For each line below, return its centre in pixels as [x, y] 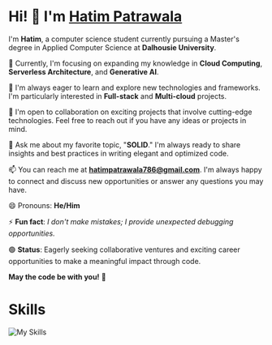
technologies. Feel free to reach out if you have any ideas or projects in [127, 120]
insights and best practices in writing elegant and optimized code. [119, 153]
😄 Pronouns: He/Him [44, 205]
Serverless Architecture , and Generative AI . [84, 71]
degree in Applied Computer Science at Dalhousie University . [112, 47]
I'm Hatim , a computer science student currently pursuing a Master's [124, 39]
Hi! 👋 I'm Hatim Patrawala [95, 17]
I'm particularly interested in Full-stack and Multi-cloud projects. [118, 96]
